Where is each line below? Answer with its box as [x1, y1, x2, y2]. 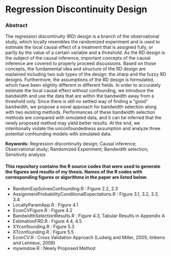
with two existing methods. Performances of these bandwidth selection [5, 109, 156, 115]
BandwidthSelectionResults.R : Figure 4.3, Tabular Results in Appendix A [12, 213, 165, 219]
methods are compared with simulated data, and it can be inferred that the [5, 115, 162, 121]
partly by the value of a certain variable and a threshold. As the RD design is [5, 49, 165, 56]
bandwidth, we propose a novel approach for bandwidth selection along [5, 104, 157, 110]
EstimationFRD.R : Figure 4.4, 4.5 [12, 218, 82, 224]
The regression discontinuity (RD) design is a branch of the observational [5, 33, 160, 39]
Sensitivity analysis [5, 151, 46, 158]
